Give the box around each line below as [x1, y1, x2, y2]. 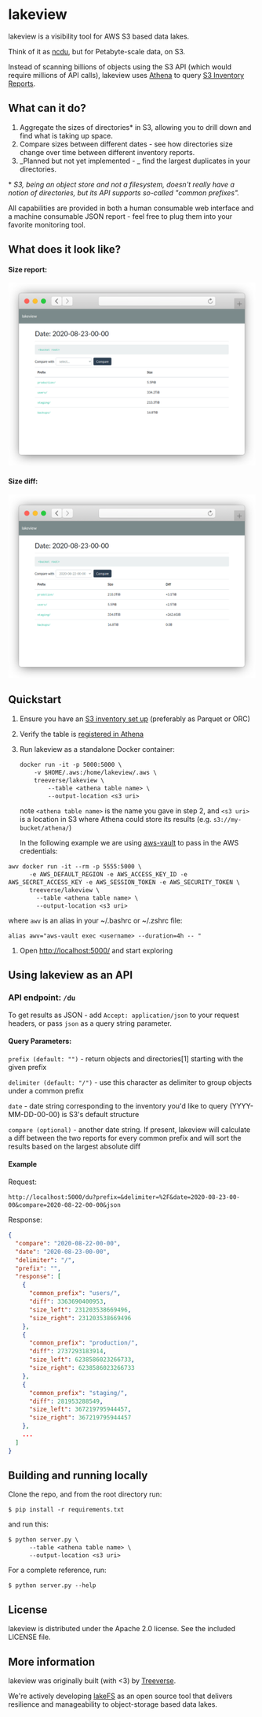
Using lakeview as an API [8, 968, 133, 982]
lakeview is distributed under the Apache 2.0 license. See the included [8, 1624, 236, 1634]
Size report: [8, 265, 48, 274]
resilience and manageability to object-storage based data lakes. [8, 1700, 218, 1709]
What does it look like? [8, 242, 122, 257]
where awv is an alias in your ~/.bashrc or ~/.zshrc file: [8, 916, 183, 925]
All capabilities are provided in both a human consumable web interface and [8, 203, 254, 213]
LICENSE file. [8, 1632, 51, 1642]
